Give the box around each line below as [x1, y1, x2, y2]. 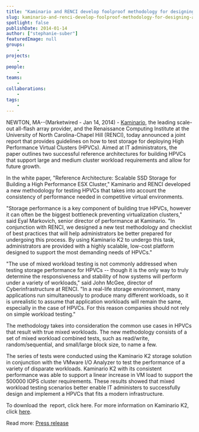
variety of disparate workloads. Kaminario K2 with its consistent [6, 365, 162, 372]
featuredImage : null [6, 36, 57, 42]
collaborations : [6, 86, 46, 92]
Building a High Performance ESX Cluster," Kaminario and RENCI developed [6, 180, 191, 187]
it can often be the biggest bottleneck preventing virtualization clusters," [6, 211, 182, 218]
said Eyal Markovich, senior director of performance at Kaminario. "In [6, 217, 175, 224]
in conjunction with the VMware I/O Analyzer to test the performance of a [6, 359, 185, 366]
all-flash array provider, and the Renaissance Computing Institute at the [15, 125, 190, 132]
